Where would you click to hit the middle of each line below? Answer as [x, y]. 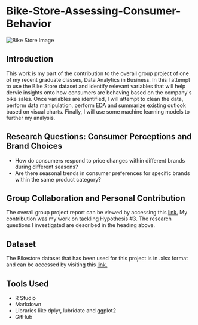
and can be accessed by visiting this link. [57, 265]
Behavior [29, 24]
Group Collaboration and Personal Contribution [96, 198]
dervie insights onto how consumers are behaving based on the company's [99, 92]
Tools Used [28, 283]
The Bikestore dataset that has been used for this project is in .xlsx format [97, 259]
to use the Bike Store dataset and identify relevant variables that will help [96, 86]
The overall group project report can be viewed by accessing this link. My [97, 213]
